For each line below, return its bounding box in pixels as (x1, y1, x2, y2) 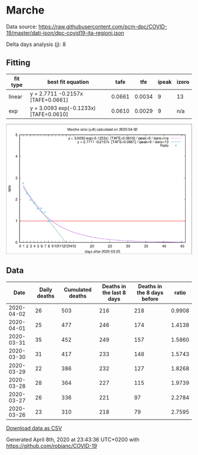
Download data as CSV (6, 424, 62, 431)
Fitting (6, 58, 31, 68)
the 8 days (136, 289, 164, 296)
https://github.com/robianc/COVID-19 (6, 442, 97, 449)
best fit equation (47, 78, 90, 85)
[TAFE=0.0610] (29, 110, 69, 118)
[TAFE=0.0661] (29, 96, 69, 103)
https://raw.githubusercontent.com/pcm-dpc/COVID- (38, 23, 168, 30)
